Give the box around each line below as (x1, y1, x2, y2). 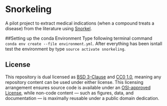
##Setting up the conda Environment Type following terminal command (5, 35, 152, 41)
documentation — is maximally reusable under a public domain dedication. (5, 95, 159, 101)
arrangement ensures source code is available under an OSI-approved (5, 84, 151, 90)
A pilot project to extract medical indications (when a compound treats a (5, 20, 154, 26)
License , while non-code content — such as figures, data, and (5, 89, 134, 96)
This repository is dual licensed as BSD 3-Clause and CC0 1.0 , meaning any (5, 74, 161, 80)
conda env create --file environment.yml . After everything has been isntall (5, 40, 162, 46)
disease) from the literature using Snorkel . (5, 25, 92, 31)
